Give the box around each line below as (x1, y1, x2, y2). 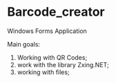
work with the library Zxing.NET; (17, 60, 109, 69)
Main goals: (7, 40, 40, 48)
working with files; (17, 68, 70, 76)
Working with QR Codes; (17, 53, 88, 62)
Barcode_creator (7, 4, 105, 20)
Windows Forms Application (7, 27, 88, 35)
